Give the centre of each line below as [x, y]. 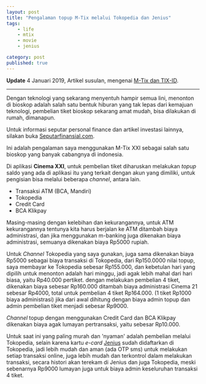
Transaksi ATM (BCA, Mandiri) [53, 191]
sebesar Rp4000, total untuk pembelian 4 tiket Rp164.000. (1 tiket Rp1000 [99, 293]
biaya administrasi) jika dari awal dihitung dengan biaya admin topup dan [98, 299]
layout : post [23, 12]
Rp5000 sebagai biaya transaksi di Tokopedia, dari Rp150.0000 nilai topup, [101, 260]
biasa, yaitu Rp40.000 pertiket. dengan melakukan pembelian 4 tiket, [93, 280]
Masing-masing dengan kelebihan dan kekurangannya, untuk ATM [90, 222]
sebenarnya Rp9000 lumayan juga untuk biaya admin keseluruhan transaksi [102, 369]
